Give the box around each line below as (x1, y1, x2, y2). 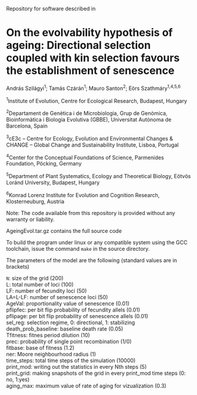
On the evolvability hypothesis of (6, 26, 173, 39)
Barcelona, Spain (6, 122, 48, 129)
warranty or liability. (6, 216, 55, 223)
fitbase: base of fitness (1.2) (6, 344, 75, 351)
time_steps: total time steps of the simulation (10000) (6, 357, 136, 364)
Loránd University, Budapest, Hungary (6, 179, 100, 186)
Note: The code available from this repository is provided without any (6, 209, 176, 216)
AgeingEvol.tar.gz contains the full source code (6, 227, 122, 234)
